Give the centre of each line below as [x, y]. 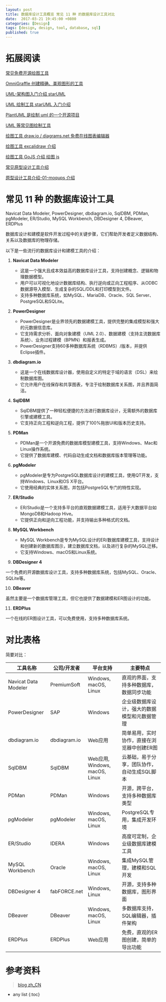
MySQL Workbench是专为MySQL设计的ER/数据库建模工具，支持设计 [90, 540]
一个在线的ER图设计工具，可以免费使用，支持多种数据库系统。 [69, 618]
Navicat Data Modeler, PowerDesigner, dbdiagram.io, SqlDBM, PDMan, [77, 213]
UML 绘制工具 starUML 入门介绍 [38, 104]
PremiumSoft [65, 684]
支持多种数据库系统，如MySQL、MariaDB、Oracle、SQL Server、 [87, 295]
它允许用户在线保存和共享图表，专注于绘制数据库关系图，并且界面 [87, 384]
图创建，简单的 [139, 939]
